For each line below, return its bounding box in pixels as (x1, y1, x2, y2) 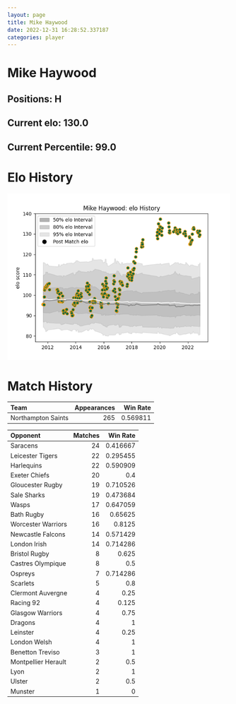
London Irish (10, 539, 47, 548)
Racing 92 (10, 599, 40, 607)
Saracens (10, 441, 38, 450)
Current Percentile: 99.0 (7, 141, 117, 153)
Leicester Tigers (10, 451, 58, 460)
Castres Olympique (10, 559, 66, 568)
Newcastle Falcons (10, 530, 66, 538)
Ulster (10, 677, 28, 686)
